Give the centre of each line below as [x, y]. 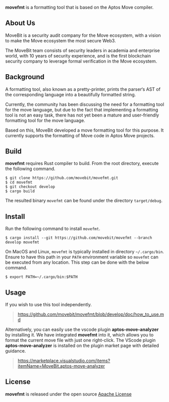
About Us [20, 23]
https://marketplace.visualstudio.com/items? [64, 361]
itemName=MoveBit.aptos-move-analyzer [61, 366]
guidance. [16, 351]
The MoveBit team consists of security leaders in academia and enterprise [82, 50]
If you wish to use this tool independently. [48, 305]
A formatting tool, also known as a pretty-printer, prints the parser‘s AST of [83, 89]
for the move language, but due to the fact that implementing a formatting [82, 109]
